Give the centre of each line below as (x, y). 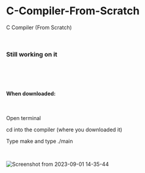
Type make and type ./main (40, 141)
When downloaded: (31, 93)
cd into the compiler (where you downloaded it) (64, 130)
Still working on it (32, 54)
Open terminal (23, 118)
